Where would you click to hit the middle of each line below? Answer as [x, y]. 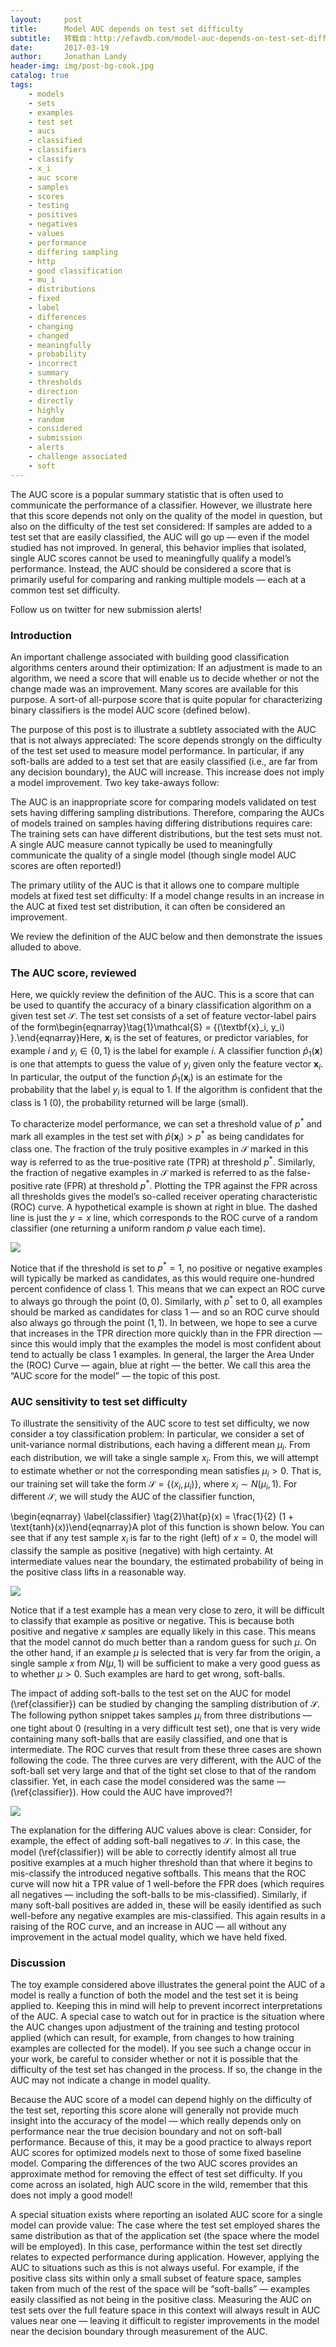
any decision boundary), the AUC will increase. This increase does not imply [167, 772]
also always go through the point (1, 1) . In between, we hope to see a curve [164, 1322]
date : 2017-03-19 [60, 47]
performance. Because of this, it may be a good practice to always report [161, 2142]
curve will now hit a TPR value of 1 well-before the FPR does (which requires [167, 1884]
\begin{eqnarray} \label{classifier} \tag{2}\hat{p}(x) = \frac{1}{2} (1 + [152, 1517]
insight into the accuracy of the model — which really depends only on [156, 2121]
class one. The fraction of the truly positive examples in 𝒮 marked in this [159, 1149]
